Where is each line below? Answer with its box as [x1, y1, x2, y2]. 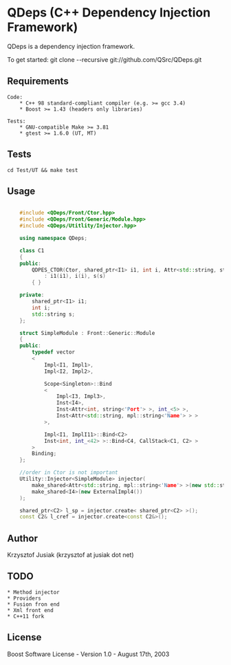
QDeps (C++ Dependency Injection [7, 5, 211, 21]
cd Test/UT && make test [7, 166, 78, 173]
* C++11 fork [7, 613, 45, 620]
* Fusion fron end [7, 600, 60, 608]
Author [7, 532, 38, 544]
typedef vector [32, 349, 76, 356]
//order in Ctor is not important [19, 469, 118, 476]
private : [19, 292, 45, 298]
